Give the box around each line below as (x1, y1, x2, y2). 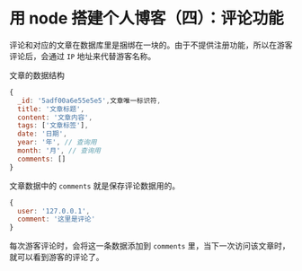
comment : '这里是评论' (17, 214, 96, 224)
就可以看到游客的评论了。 (9, 252, 104, 263)
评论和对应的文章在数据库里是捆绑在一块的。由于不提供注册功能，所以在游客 (9, 39, 293, 50)
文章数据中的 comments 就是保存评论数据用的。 (9, 180, 181, 191)
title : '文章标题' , (17, 104, 85, 113)
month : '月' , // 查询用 (17, 146, 102, 155)
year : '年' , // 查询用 (17, 138, 97, 147)
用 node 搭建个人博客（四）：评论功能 (9, 8, 285, 29)
